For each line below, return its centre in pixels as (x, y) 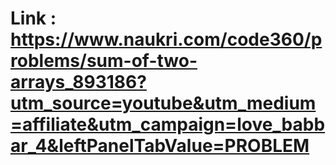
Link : (33, 18)
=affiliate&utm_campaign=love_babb (168, 124)
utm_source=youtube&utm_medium (163, 103)
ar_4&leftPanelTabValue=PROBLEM (160, 146)
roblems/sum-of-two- (104, 61)
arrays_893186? (78, 82)
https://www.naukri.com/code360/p (166, 39)
